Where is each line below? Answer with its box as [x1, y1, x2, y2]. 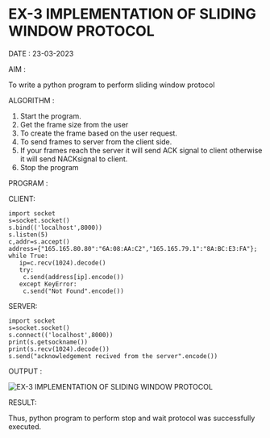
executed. [8, 421, 42, 432]
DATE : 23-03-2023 [8, 48, 74, 58]
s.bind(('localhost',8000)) [8, 223, 103, 232]
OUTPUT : [8, 366, 43, 376]
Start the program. [19, 111, 82, 121]
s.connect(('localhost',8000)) [8, 331, 114, 339]
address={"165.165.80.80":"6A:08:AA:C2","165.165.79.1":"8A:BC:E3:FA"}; [8, 244, 258, 252]
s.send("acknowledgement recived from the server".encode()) [8, 352, 218, 360]
